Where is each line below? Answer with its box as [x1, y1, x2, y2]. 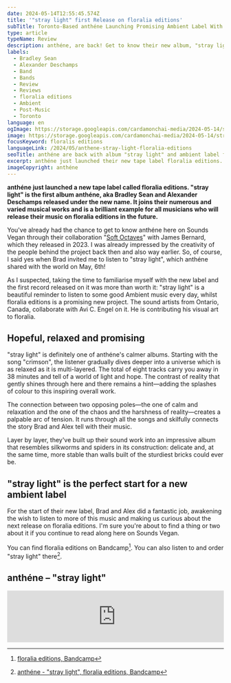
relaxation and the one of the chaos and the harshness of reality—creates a [7, 408, 221, 416]
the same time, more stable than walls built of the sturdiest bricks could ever [7, 451, 224, 459]
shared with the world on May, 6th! [7, 262, 106, 270]
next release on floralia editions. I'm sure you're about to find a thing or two [7, 522, 221, 530]
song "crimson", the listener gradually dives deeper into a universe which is [7, 358, 221, 366]
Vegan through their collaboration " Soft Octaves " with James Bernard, [7, 232, 206, 241]
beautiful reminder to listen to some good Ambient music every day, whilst [7, 290, 218, 299]
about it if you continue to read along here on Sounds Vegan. [7, 529, 180, 537]
